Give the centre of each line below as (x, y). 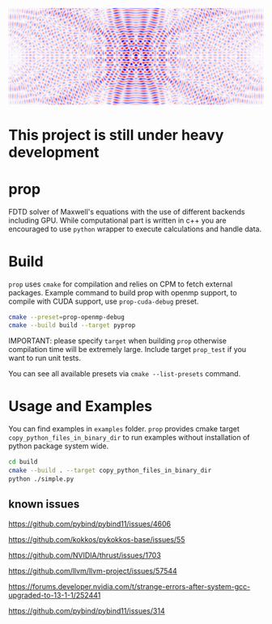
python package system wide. (59, 446)
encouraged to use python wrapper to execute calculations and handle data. (135, 229)
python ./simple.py (41, 479)
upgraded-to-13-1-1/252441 (55, 595)
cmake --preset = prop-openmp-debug (67, 317)
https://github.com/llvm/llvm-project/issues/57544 (93, 571)
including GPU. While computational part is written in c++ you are (117, 220)
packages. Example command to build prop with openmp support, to (123, 292)
